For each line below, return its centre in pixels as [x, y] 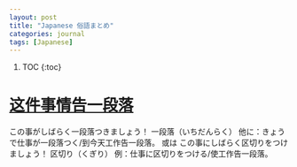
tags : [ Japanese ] [41, 42]
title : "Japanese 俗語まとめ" [62, 26]
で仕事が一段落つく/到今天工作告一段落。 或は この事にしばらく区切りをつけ [148, 143]
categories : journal [47, 34]
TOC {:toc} [42, 67]
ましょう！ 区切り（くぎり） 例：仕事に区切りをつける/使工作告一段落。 [141, 154]
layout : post [33, 17]
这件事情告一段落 [72, 106]
